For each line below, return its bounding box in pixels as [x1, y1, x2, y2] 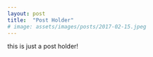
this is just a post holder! [7, 42, 79, 51]
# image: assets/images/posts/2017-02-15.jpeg [7, 23, 147, 30]
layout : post [7, 10, 46, 17]
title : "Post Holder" [7, 17, 74, 24]
